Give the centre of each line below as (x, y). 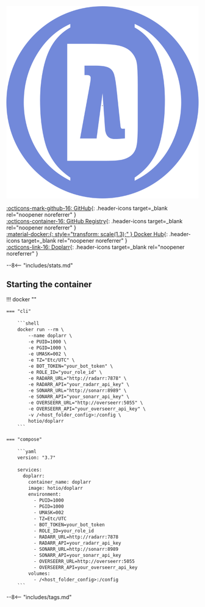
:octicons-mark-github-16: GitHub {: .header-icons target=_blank (87, 208)
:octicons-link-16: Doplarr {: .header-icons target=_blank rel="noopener (95, 247)
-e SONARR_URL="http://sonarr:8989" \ (77, 390)
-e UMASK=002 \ (48, 354)
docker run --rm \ (41, 329)
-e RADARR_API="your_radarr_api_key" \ (79, 384)
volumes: (39, 573)
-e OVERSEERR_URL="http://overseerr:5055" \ (86, 403)
